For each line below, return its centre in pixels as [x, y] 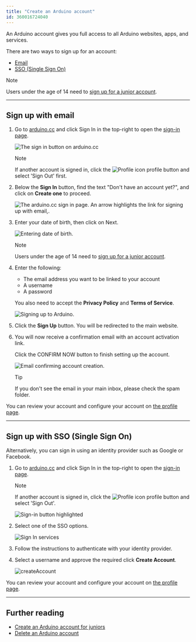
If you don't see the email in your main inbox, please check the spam [97, 389]
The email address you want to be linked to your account [92, 279]
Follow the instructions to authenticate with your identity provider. [93, 549]
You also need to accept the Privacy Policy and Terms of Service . [94, 303]
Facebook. [19, 457]
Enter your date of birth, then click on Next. [66, 223]
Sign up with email [40, 115]
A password [38, 292]
